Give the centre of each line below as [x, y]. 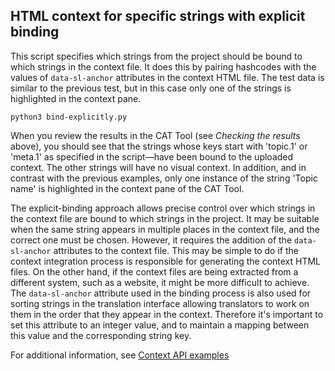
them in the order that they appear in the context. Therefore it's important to [167, 314]
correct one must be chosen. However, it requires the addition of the [151, 240]
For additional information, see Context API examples [120, 355]
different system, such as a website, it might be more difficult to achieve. [160, 282]
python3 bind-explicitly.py [69, 117]
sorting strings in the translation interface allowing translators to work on [160, 303]
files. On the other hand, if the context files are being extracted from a [154, 271]
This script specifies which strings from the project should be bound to [156, 56]
